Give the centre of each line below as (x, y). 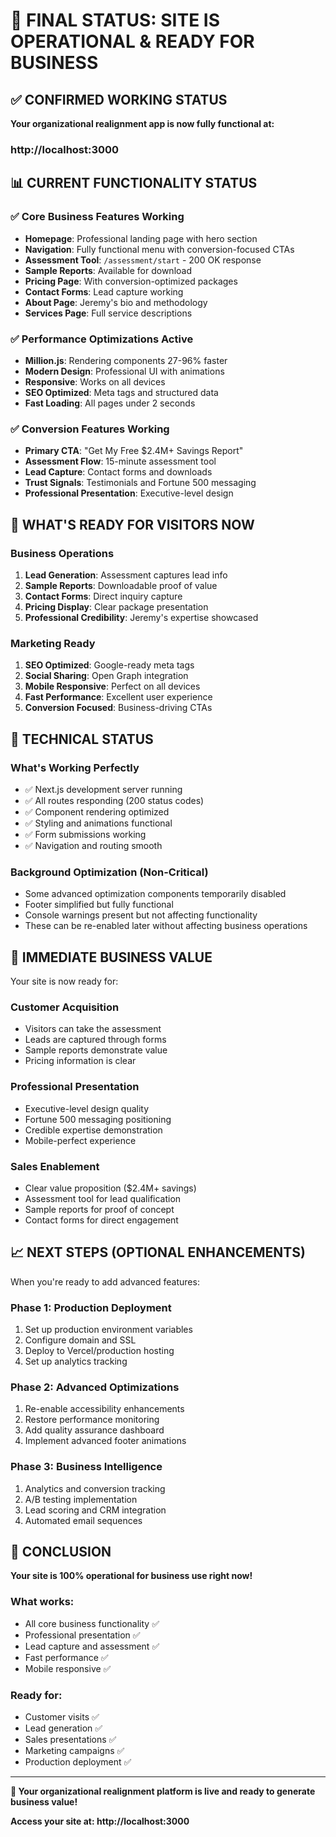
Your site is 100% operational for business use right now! (131, 1576)
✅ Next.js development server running (103, 789)
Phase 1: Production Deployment (91, 1307)
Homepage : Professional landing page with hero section (141, 238)
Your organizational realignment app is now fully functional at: (142, 123)
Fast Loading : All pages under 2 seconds (110, 403)
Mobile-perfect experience (80, 1140)
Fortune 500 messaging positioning (98, 1119)
